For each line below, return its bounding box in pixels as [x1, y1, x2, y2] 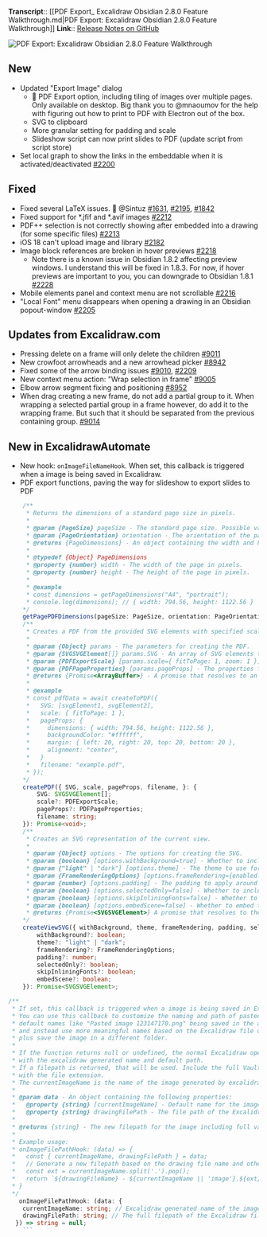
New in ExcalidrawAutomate [8, 439, 151, 453]
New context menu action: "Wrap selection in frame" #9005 [19, 374, 216, 384]
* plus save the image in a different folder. [11, 1034, 169, 1042]
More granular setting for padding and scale [31, 125, 176, 135]
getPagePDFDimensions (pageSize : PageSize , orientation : [22, 613, 212, 621]
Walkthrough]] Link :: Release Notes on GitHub [8, 24, 160, 33]
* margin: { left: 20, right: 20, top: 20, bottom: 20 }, [25, 739, 237, 747]
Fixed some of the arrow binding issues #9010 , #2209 [19, 366, 197, 376]
